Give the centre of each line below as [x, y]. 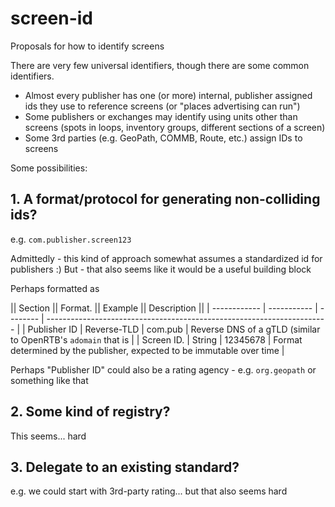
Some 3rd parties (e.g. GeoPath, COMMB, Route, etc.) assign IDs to [163, 138]
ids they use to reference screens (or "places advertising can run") [162, 106]
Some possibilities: [49, 168]
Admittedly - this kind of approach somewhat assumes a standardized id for [166, 258]
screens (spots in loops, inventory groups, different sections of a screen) [175, 127]
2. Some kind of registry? [90, 412]
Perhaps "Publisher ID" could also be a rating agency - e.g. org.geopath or [163, 369]
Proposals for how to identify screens [87, 46]
